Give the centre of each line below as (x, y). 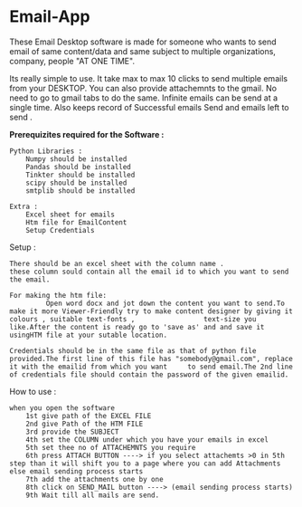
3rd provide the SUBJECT (72, 432)
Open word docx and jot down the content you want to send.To (165, 303)
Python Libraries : (46, 151)
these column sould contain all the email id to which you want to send (149, 272)
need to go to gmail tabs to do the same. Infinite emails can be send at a (144, 98)
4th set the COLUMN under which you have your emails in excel (147, 440)
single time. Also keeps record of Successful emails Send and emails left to (149, 107)
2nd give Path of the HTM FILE (85, 424)
